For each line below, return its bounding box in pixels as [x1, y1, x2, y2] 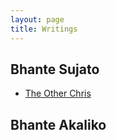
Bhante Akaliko [10, 116, 107, 133]
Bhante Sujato [10, 61, 100, 78]
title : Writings [10, 24, 78, 34]
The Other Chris [24, 87, 92, 100]
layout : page [10, 14, 65, 25]
